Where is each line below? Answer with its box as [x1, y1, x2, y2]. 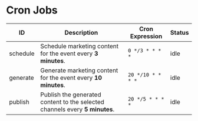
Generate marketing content [40, 66, 118, 74]
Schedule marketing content [40, 42, 119, 50]
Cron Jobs [6, 4, 58, 17]
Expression [130, 32, 163, 40]
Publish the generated [40, 90, 101, 99]
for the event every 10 [40, 73, 102, 82]
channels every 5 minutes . [40, 105, 115, 113]
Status [170, 28, 189, 36]
